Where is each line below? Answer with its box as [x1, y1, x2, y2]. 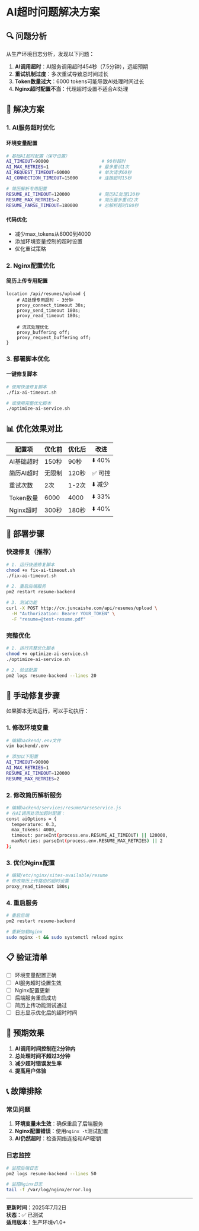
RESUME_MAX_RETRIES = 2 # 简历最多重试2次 [6, 197, 138, 202]
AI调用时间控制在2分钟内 [14, 1045, 76, 1052]
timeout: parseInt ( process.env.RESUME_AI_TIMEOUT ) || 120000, [11, 833, 168, 838]
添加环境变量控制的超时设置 [14, 238, 83, 245]
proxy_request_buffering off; [17, 334, 92, 340]
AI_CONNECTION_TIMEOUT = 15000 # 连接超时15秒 [6, 175, 132, 181]
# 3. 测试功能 [6, 600, 37, 606]
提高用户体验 [14, 1067, 46, 1074]
